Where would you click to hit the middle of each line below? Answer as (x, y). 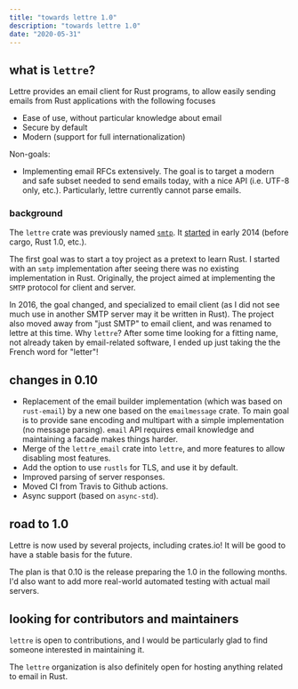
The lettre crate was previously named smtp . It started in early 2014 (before (149, 233)
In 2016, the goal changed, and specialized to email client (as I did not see (145, 305)
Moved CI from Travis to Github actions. (95, 486)
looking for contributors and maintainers (124, 619)
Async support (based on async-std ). (90, 496)
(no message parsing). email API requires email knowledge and (138, 430)
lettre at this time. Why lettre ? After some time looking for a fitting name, (144, 333)
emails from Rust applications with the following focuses (113, 101)
